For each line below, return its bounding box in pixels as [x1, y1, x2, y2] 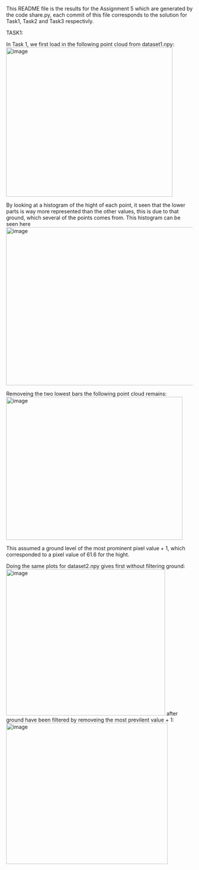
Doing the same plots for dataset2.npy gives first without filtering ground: [6, 563, 185, 569]
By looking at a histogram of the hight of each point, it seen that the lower [6, 201, 185, 209]
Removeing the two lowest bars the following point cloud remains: [6, 390, 167, 397]
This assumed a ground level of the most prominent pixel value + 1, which [6, 545, 185, 551]
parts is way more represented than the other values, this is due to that [6, 208, 179, 215]
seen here [6, 220, 31, 228]
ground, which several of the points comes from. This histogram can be [6, 214, 181, 221]
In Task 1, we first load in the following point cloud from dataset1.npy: [6, 41, 175, 48]
